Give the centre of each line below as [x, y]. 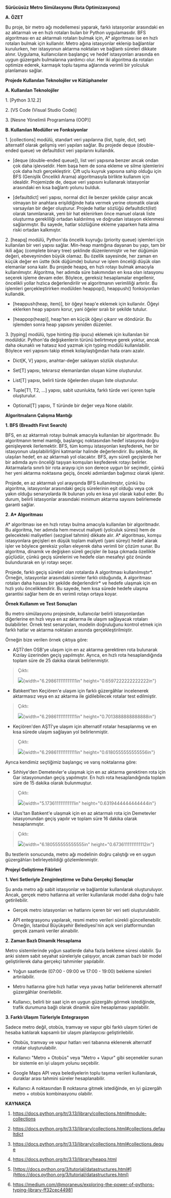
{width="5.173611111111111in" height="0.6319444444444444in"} [89, 803]
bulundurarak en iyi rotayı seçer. [39, 562]
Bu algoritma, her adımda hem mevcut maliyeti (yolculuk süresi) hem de [80, 530]
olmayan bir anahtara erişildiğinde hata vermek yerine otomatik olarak [86, 203]
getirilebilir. [17, 900]
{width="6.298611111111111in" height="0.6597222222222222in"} [90, 681]
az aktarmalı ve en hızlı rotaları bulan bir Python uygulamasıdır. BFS [76, 32]
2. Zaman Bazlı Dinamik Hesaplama [43, 941]
